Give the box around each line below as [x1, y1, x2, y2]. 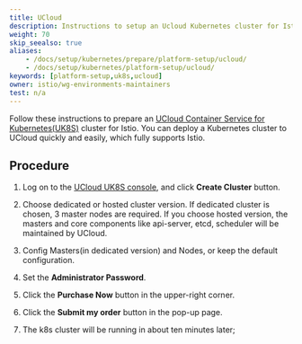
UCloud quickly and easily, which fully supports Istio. [9, 132, 206, 143]
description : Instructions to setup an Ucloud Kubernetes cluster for [9, 22, 280, 31]
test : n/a [9, 88, 47, 97]
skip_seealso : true [9, 38, 83, 48]
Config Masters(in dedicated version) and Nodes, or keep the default [22, 245, 279, 256]
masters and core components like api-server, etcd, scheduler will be [22, 218, 280, 229]
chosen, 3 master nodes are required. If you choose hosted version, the [22, 208, 289, 220]
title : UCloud [9, 13, 63, 22]
